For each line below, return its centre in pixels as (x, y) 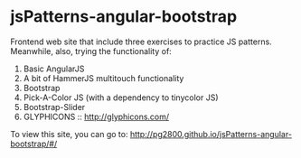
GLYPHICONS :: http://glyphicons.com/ (96, 116)
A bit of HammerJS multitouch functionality (103, 78)
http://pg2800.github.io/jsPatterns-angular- (211, 134)
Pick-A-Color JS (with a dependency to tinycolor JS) (121, 98)
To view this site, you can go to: (69, 134)
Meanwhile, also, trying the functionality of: (91, 51)
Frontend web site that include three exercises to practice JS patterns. (141, 42)
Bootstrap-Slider (54, 107)
